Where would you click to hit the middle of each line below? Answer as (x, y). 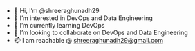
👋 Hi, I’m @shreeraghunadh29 (57, 11)
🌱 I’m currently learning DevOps (59, 25)
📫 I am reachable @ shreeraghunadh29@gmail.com (89, 40)
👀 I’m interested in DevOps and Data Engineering (83, 18)
